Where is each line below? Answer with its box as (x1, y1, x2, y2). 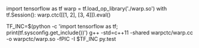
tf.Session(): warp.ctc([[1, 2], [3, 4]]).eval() (6, 11, 111, 18)
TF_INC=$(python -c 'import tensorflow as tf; (6, 23, 118, 30)
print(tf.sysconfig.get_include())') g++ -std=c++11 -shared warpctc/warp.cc (6, 29, 194, 36)
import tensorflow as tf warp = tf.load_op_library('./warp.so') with (6, 5, 167, 12)
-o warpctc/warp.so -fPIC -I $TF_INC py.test (6, 36, 116, 42)
